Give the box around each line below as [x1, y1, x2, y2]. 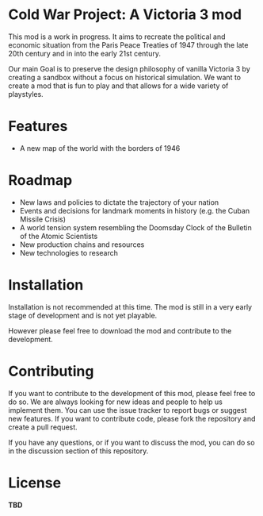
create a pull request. [8, 422, 78, 432]
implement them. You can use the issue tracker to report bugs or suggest [8, 405, 247, 414]
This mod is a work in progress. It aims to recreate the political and [8, 32, 226, 41]
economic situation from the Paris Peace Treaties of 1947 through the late [8, 40, 249, 49]
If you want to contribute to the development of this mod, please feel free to [8, 388, 256, 398]
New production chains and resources [19, 240, 145, 249]
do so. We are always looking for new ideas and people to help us [8, 397, 223, 406]
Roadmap [8, 171, 73, 190]
